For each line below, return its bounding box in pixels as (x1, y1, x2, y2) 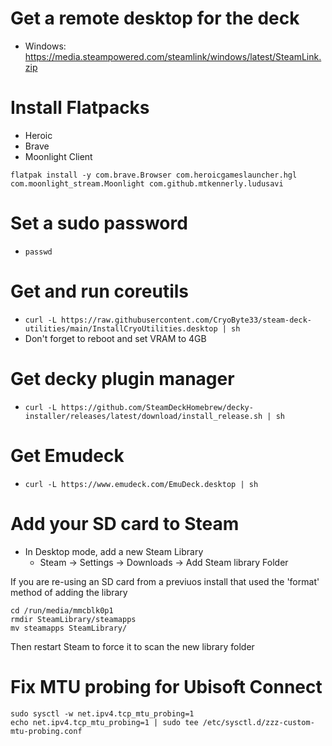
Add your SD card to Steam (10, 512, 240, 535)
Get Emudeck (10, 444, 125, 467)
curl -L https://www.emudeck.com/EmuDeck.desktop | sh (24, 479, 259, 489)
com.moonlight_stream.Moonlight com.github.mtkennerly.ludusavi (10, 178, 284, 189)
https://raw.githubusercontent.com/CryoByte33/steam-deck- (61, 315, 312, 325)
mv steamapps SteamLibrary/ (10, 623, 128, 633)
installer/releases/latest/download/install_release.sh (24, 411, 263, 421)
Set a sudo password (10, 212, 188, 235)
